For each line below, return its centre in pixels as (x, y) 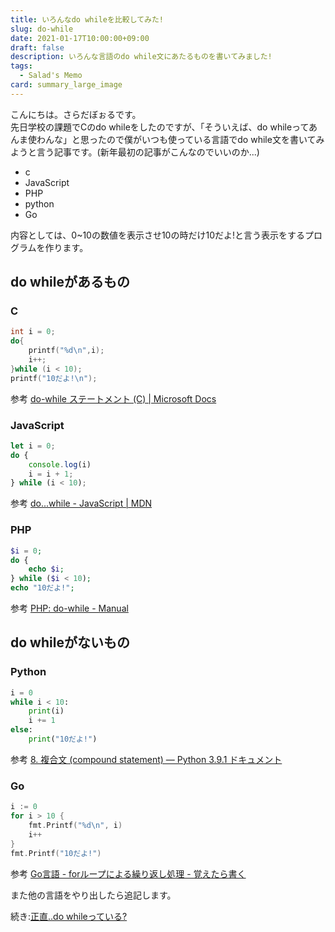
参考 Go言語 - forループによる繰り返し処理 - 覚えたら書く (128, 873)
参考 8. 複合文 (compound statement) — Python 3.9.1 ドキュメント (146, 759)
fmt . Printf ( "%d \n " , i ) (75, 826)
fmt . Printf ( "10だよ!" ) (56, 853)
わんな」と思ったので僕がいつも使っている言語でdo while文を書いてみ (180, 139)
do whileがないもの (70, 642)
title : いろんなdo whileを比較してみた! (87, 19)
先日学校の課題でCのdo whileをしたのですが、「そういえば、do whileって (159, 127)
